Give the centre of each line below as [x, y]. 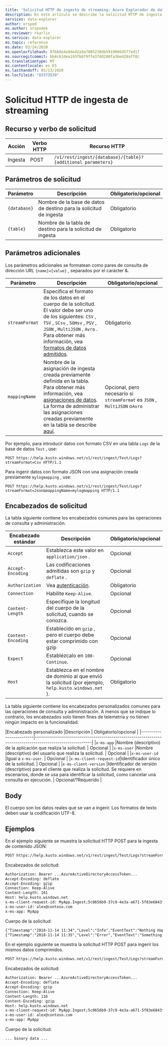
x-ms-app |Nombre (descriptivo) [128, 743]
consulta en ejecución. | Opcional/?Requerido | [53, 780]
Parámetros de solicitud [43, 179]
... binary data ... [27, 1038]
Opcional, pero [122, 387]
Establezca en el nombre [75, 670]
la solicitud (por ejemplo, [75, 682]
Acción [16, 146]
